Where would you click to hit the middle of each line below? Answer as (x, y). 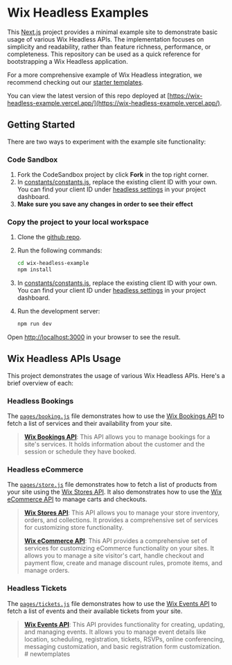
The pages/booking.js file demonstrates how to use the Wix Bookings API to (116, 416)
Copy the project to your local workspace (78, 222)
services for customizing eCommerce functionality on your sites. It (119, 549)
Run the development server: (59, 311)
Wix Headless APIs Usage (64, 359)
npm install (34, 270)
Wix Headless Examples (78, 13)
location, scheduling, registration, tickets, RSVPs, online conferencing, (124, 639)
